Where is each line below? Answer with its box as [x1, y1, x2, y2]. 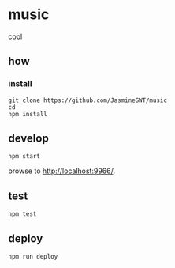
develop [8, 132, 49, 145]
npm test [8, 210, 37, 218]
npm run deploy [8, 253, 58, 261]
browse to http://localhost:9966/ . [8, 166, 116, 176]
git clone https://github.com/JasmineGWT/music [8, 96, 168, 104]
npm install [8, 110, 47, 118]
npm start [8, 153, 41, 160]
